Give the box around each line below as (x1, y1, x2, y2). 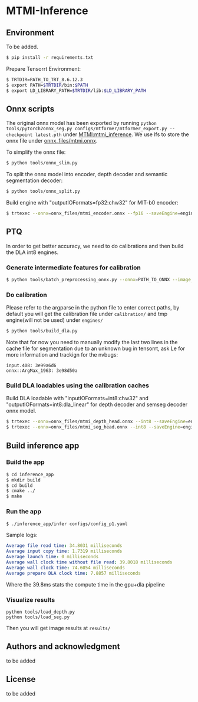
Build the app (6, 458, 45, 466)
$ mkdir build (6, 477, 41, 483)
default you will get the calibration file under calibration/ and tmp (6, 311, 168, 318)
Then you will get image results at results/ (6, 624, 111, 631)
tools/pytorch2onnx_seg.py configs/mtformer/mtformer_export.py (6, 126, 167, 132)
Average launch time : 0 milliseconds (6, 554, 99, 560)
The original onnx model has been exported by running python (6, 120, 157, 127)
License (6, 674, 36, 684)
